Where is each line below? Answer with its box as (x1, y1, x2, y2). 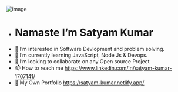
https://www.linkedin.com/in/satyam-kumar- (64, 64, 172, 71)
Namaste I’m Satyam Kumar (14, 26, 154, 39)
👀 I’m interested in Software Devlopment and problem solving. (14, 45, 164, 52)
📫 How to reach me (14, 64, 63, 71)
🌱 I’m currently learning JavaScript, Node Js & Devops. (14, 52, 148, 59)
